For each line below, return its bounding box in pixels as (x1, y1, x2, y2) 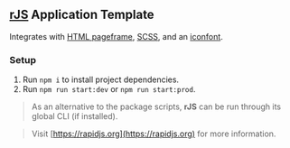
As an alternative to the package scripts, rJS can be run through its (31, 101, 282, 112)
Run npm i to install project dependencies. (22, 74, 179, 85)
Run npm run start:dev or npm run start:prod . (22, 84, 196, 95)
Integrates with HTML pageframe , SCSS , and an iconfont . (9, 31, 223, 42)
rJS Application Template (9, 7, 155, 23)
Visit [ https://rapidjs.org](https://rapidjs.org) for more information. (31, 128, 276, 139)
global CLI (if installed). (31, 111, 118, 122)
